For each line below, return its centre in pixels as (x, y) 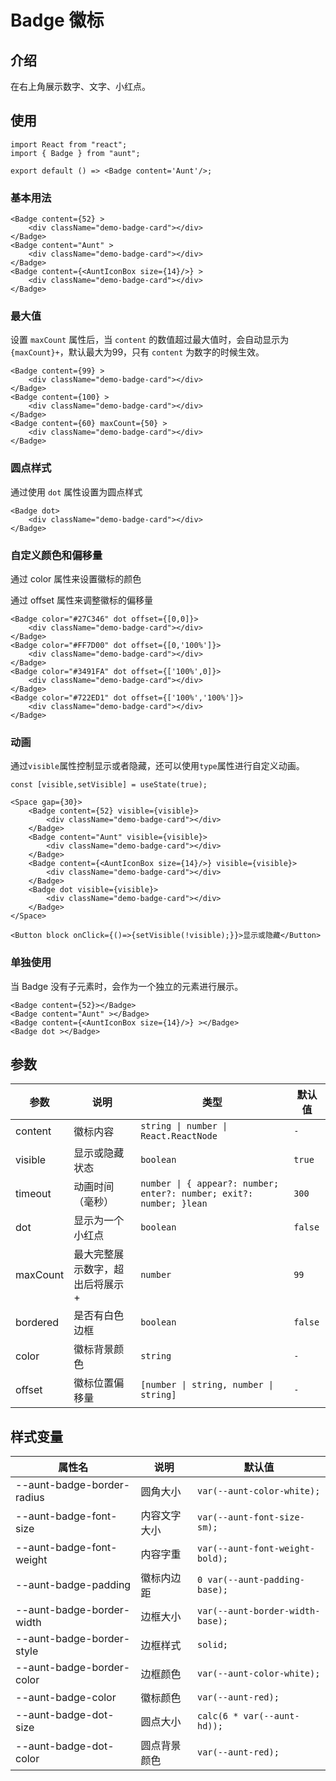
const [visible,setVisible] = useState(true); (109, 785)
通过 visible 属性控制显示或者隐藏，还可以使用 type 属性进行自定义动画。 (157, 766)
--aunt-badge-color (66, 1698)
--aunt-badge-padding (73, 1585)
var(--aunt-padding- (256, 1580)
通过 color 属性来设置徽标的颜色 (76, 579)
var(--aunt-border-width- (258, 1611)
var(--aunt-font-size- (250, 1517)
